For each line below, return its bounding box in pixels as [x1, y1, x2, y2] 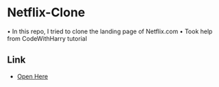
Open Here [16, 72, 49, 80]
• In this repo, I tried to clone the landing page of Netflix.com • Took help [7, 27, 213, 35]
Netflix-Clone [7, 5, 86, 20]
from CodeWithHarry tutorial [7, 34, 88, 42]
